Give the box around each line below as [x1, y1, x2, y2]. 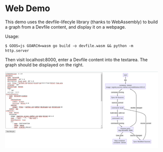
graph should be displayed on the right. [5, 61, 84, 68]
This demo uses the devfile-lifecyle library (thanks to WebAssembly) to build [5, 19, 158, 25]
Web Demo [5, 3, 50, 14]
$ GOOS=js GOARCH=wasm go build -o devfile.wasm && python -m [5, 43, 133, 48]
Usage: [5, 33, 19, 39]
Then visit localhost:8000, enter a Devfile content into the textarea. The [5, 57, 148, 62]
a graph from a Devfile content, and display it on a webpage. [5, 24, 126, 30]
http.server [5, 48, 29, 53]
